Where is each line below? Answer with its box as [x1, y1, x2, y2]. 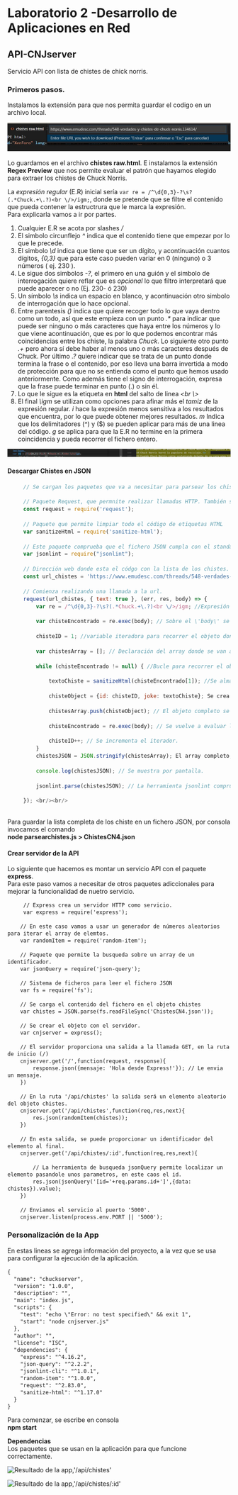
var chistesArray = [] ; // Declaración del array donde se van [35, 647, 227, 655]
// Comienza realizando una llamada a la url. [23, 588, 163, 595]
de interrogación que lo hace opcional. [17, 299, 131, 308]
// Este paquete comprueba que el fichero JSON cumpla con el [23, 543, 211, 550]
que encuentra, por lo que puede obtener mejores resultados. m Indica [17, 412, 225, 420]
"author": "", [13, 1332, 55, 1339]
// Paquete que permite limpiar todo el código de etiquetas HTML [23, 520, 223, 527]
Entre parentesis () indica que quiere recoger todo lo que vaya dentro [17, 306, 220, 315]
